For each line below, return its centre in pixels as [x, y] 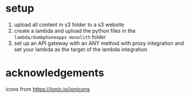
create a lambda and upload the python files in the [75, 30]
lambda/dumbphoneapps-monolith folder [60, 37]
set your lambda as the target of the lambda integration [81, 49]
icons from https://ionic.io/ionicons [48, 89]
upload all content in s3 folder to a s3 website [69, 24]
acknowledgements [55, 73]
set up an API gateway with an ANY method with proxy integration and [99, 43]
